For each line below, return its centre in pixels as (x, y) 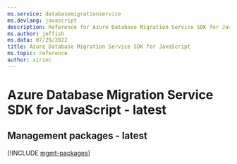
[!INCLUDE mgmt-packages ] (49, 153)
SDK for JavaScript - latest (87, 110)
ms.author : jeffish (36, 34)
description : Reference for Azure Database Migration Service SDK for (113, 27)
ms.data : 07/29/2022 (38, 40)
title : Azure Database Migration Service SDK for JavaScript (99, 47)
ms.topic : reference (38, 54)
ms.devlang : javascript (42, 20)
